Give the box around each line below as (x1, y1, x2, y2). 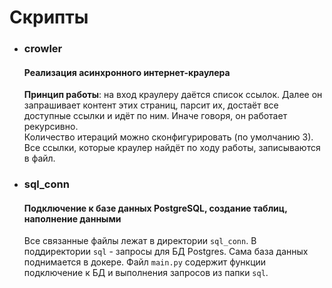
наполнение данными (23, 212, 122, 225)
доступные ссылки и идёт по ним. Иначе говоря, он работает (23, 110, 288, 122)
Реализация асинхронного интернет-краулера (23, 66, 231, 78)
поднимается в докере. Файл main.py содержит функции (23, 256, 267, 268)
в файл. (23, 152, 56, 165)
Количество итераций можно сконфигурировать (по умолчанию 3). (23, 131, 314, 143)
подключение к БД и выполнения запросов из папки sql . (23, 267, 269, 279)
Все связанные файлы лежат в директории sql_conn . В (23, 235, 257, 247)
